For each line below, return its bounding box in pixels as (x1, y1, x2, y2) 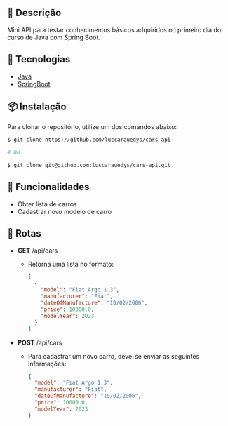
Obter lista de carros (17, 199, 77, 208)
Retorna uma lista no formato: (27, 260, 114, 268)
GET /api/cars (17, 246, 58, 255)
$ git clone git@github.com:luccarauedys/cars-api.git (7, 162, 171, 169)
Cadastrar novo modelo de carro (17, 207, 112, 215)
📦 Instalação (7, 101, 67, 113)
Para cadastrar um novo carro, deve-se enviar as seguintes (27, 352, 200, 360)
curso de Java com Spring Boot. (7, 33, 100, 41)
